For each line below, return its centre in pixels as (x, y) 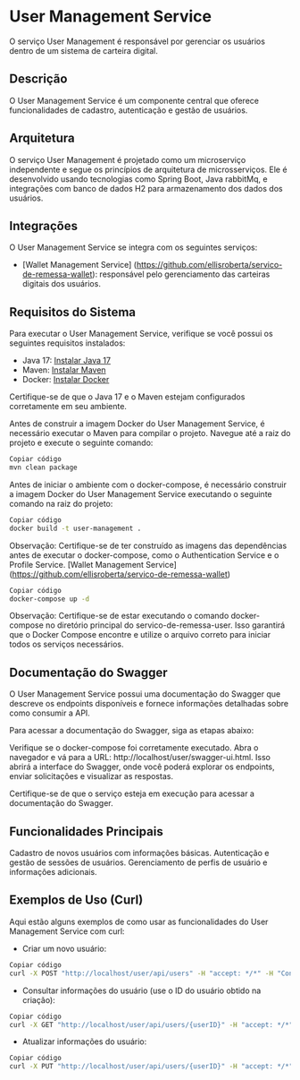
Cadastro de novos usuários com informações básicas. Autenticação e (139, 853)
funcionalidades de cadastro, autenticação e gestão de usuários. (129, 110)
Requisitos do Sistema (73, 312)
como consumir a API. (50, 713)
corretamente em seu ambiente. (68, 407)
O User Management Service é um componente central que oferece (134, 100)
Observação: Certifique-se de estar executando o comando (119, 616)
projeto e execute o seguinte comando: (81, 443)
